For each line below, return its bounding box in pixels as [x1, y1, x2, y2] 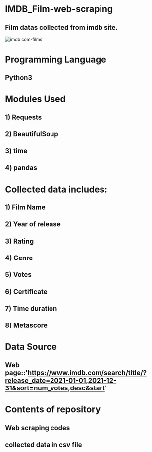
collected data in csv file [5, 441, 82, 449]
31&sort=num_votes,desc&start [5, 384, 105, 392]
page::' [5, 369, 28, 377]
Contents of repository [5, 404, 101, 415]
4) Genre [5, 254, 33, 262]
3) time [5, 146, 28, 155]
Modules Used [5, 93, 66, 105]
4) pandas [5, 164, 37, 172]
